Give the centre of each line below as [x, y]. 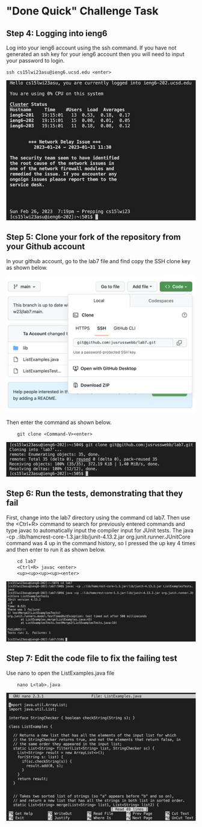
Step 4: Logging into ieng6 [57, 33]
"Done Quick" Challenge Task [82, 11]
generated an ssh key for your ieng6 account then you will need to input [95, 54]
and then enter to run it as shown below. [56, 549]
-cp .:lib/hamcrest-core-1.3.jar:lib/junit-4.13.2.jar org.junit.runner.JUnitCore [98, 537]
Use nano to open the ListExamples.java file [60, 673]
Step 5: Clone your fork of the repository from [94, 237]
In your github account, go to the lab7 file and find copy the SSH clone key [98, 261]
